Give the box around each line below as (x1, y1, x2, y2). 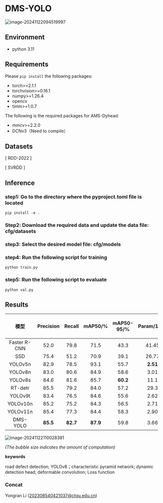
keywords (5, 454, 26, 460)
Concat (5, 482, 23, 488)
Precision (37, 323, 60, 330)
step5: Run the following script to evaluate (5, 276, 107, 283)
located (5, 199, 23, 206)
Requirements (5, 60, 49, 69)
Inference (5, 179, 35, 187)
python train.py (5, 265, 38, 270)
